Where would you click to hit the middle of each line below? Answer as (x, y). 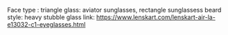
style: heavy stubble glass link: (51, 17)
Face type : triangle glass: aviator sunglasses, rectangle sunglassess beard (114, 10)
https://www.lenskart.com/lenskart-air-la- (156, 17)
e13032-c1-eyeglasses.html (46, 24)
